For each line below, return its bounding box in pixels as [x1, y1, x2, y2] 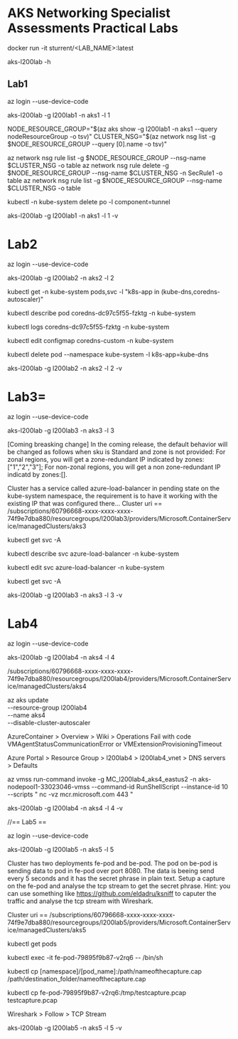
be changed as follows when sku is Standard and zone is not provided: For [7, 447, 226, 456]
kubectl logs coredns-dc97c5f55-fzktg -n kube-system [7, 322, 170, 331]
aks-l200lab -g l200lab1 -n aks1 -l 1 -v [7, 211, 119, 220]
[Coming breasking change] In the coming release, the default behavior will [7, 440, 228, 448]
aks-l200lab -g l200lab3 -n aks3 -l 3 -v [7, 591, 123, 599]
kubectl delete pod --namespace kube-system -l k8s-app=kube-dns [7, 350, 209, 359]
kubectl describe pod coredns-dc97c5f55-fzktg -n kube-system [7, 308, 196, 317]
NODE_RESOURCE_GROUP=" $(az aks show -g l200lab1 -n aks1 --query [7, 125, 218, 133]
